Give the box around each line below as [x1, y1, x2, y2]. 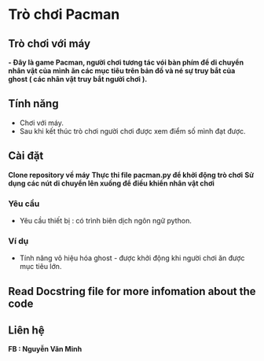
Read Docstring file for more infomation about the [8, 285, 257, 298]
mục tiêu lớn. [19, 262, 62, 271]
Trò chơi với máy [8, 37, 91, 50]
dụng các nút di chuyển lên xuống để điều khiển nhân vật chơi [8, 179, 214, 188]
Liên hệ [8, 324, 45, 337]
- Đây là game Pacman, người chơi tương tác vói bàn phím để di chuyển [8, 57, 244, 67]
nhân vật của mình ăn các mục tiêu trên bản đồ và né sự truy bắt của [8, 66, 236, 76]
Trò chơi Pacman [8, 6, 120, 24]
